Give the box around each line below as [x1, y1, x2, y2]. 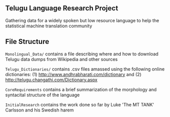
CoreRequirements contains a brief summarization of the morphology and [5, 86, 157, 92]
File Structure [5, 37, 49, 46]
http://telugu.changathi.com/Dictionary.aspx [5, 77, 98, 83]
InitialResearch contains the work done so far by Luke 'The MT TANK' [5, 101, 154, 107]
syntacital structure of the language [5, 92, 80, 98]
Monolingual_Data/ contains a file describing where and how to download [5, 50, 159, 57]
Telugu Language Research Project [5, 4, 118, 13]
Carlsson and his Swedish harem [5, 107, 74, 113]
